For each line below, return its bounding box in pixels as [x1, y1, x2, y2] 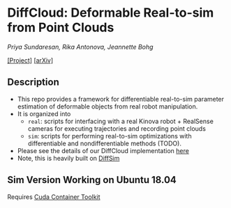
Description [7, 77, 59, 88]
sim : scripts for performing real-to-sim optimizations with [27, 131, 192, 140]
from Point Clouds [7, 19, 114, 35]
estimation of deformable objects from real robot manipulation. [17, 102, 198, 111]
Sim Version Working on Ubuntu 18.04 [7, 174, 177, 186]
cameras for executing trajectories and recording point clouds [27, 124, 206, 133]
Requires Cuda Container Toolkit [7, 193, 100, 201]
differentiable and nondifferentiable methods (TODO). [27, 139, 181, 147]
